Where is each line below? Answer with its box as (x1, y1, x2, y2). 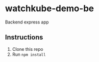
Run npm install (12, 51, 46, 57)
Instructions (5, 33, 43, 41)
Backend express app (5, 19, 49, 25)
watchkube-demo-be (5, 3, 94, 14)
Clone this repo (12, 46, 43, 52)
